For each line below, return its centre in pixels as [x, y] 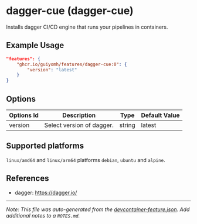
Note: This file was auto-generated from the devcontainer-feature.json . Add [98, 209]
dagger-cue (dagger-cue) [70, 11]
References [28, 179]
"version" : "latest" [52, 70]
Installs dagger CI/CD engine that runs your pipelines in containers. [87, 27]
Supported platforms [45, 146]
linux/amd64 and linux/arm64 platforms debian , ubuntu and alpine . [86, 160]
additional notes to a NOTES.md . [43, 215]
